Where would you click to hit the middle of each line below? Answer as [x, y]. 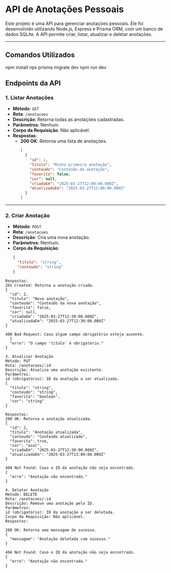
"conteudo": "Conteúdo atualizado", [49, 436]
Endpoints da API [33, 83]
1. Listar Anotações [30, 98]
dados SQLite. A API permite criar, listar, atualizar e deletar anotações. [79, 34]
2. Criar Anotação [27, 216]
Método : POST [27, 227]
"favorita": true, [30, 441]
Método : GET [26, 109]
